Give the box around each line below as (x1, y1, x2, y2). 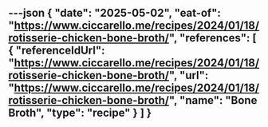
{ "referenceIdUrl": (8, 44, 105, 58)
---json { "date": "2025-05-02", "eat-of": (8, 6, 222, 20)
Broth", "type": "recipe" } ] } (8, 106, 152, 120)
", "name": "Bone (168, 93, 258, 107)
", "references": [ (168, 31, 257, 45)
